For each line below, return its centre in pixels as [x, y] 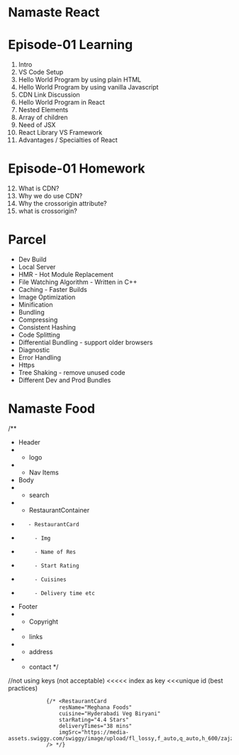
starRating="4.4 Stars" [94, 719]
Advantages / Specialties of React [68, 140]
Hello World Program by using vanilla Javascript [88, 87]
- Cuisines [50, 580]
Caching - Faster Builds [52, 289]
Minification [35, 305]
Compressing [38, 320]
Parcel [27, 240]
